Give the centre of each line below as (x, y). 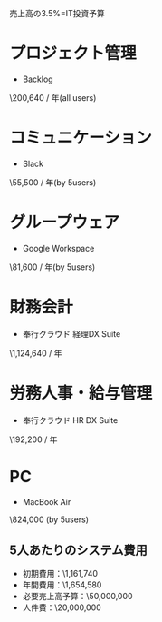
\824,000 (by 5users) (49, 519)
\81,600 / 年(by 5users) (52, 267)
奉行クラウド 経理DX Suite (71, 333)
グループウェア (65, 223)
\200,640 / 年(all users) (53, 97)
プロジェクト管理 (73, 54)
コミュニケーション (81, 138)
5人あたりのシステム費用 (78, 551)
